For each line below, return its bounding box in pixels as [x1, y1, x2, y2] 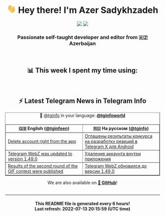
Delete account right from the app [8, 138, 76, 144]
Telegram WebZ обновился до [84, 163, 147, 169]
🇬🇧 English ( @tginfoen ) [19, 125, 70, 132]
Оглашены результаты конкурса [84, 133, 153, 139]
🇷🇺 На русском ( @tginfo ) [93, 125, 149, 132]
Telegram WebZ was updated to [8, 150, 73, 156]
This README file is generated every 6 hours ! [35, 201, 130, 207]
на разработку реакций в [84, 138, 137, 144]
